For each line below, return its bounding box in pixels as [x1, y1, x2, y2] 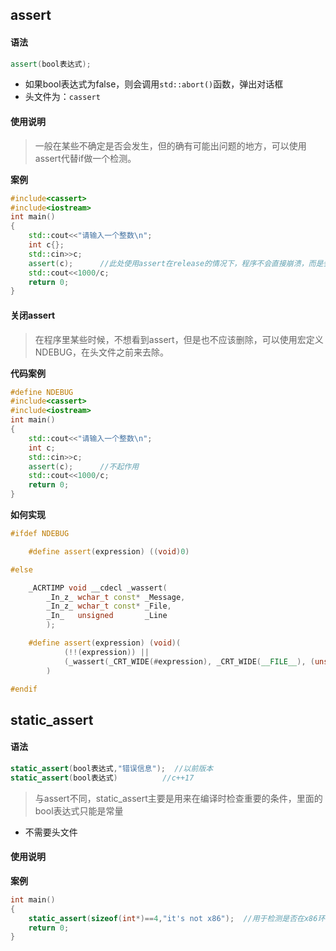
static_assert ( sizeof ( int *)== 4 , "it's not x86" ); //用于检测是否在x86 [28, 913, 318, 923]
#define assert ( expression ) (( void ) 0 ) [28, 546, 190, 557]
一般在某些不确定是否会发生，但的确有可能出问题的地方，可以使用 [34, 139, 307, 152]
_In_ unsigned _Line [46, 611, 168, 621]
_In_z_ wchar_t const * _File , [46, 601, 172, 612]
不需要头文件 [24, 826, 78, 838]
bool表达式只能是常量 [34, 804, 124, 817]
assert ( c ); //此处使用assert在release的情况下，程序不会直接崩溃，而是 [28, 258, 324, 268]
